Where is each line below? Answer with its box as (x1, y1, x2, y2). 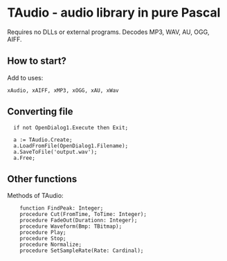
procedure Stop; (19, 235, 67, 242)
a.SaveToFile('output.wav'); (13, 148, 98, 155)
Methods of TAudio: (7, 192, 64, 200)
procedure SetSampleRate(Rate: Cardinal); (19, 247, 144, 254)
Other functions (7, 173, 78, 185)
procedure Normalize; (19, 241, 82, 249)
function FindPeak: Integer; (19, 205, 104, 212)
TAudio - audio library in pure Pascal (7, 5, 221, 21)
